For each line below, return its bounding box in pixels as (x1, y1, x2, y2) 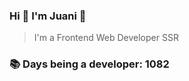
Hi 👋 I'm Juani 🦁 (9, 9, 87, 23)
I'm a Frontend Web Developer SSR (33, 32, 179, 44)
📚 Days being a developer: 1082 (9, 57, 170, 71)
